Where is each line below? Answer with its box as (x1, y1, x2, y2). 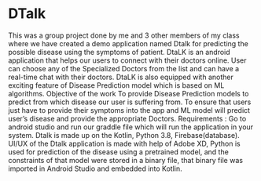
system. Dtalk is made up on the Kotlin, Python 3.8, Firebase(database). (8, 130, 240, 139)
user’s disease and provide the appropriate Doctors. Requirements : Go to (8, 114, 247, 123)
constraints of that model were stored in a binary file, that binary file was (8, 155, 244, 165)
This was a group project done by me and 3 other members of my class (8, 31, 240, 40)
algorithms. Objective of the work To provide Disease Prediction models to (8, 89, 249, 98)
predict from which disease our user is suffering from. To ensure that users (8, 97, 252, 107)
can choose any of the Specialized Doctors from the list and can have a (8, 63, 240, 73)
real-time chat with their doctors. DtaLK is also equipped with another (8, 72, 233, 81)
